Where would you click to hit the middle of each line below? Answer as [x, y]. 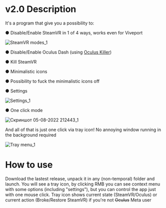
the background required [31, 135]
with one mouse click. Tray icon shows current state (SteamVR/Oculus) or [81, 194]
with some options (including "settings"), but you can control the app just [80, 189]
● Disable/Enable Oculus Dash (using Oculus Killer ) [58, 52]
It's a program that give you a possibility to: [50, 23]
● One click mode [24, 110]
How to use [29, 165]
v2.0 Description [41, 9]
